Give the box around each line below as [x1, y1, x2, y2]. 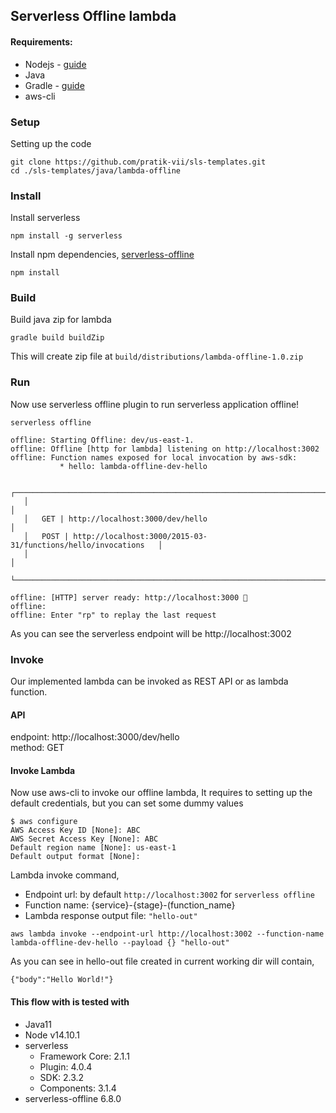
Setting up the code [10, 137, 92, 149]
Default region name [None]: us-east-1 [10, 843, 177, 853]
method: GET [10, 742, 65, 754]
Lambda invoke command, [10, 869, 120, 881]
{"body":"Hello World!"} [10, 975, 114, 985]
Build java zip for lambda [10, 314, 112, 326]
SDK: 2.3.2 [39, 1071, 85, 1083]
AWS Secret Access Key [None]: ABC [10, 834, 159, 844]
